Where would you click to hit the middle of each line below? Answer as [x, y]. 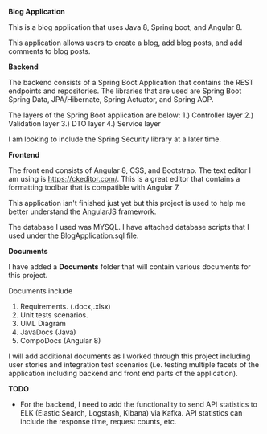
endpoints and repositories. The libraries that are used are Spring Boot [125, 91]
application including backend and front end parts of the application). [123, 373]
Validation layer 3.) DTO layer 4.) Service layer [84, 123]
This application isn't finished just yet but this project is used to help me [127, 203]
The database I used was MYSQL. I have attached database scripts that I [129, 227]
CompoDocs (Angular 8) [60, 340]
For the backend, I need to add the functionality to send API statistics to [138, 404]
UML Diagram [43, 323]
